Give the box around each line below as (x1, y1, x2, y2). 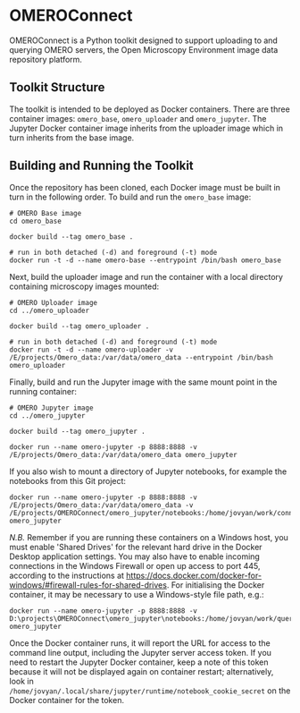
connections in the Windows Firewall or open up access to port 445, (9, 560, 261, 571)
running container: (9, 386, 78, 396)
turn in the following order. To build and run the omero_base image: (9, 191, 252, 202)
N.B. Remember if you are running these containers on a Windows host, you (9, 531, 288, 542)
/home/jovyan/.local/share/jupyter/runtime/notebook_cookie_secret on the (9, 685, 291, 696)
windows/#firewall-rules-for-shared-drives (9, 579, 168, 590)
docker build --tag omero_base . (9, 232, 134, 242)
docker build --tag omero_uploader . (9, 321, 150, 331)
